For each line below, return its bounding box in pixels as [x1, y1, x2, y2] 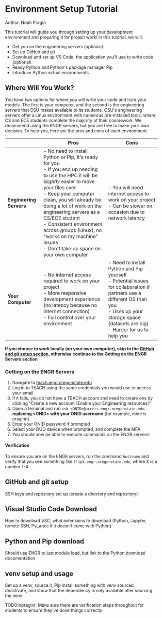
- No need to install [43, 147, 88, 154]
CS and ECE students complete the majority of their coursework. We [5, 117, 142, 123]
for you [43, 159, 60, 166]
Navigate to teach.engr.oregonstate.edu [12, 379, 92, 385]
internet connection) [43, 308, 90, 315]
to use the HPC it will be [43, 172, 98, 179]
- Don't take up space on [43, 245, 101, 252]
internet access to [108, 190, 149, 197]
